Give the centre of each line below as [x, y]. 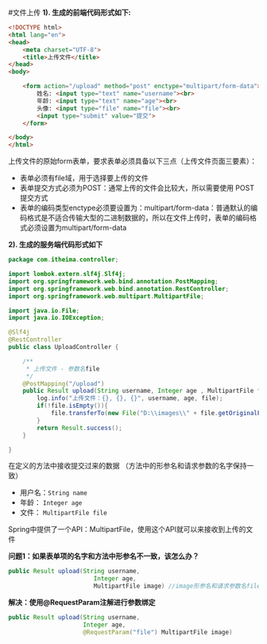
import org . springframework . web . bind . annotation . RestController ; [118, 289]
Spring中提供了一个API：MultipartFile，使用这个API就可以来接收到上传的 [127, 530]
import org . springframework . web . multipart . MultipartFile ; [106, 296]
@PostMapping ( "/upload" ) [64, 384]
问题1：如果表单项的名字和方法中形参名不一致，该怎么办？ [104, 557]
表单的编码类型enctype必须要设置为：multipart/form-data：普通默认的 [135, 208]
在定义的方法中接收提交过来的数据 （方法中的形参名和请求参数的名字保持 [128, 466]
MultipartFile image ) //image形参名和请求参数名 [170, 586]
